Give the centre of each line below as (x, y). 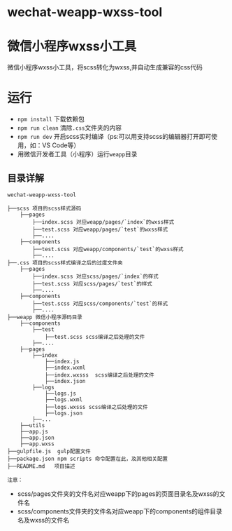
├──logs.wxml (63, 399)
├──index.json (65, 381)
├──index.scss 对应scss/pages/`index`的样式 (95, 276)
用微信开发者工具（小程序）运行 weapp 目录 (77, 154)
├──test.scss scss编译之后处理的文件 (95, 337)
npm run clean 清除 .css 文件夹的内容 (70, 128)
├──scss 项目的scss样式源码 (44, 208)
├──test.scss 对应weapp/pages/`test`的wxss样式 (100, 229)
